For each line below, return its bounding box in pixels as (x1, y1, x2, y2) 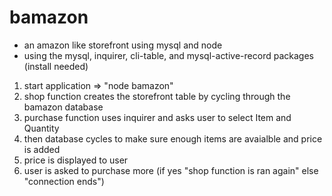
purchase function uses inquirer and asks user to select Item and (23, 111, 292, 123)
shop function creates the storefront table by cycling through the (23, 90, 291, 102)
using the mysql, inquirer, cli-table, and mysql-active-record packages (23, 49, 314, 61)
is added (23, 143, 61, 155)
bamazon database (23, 101, 104, 113)
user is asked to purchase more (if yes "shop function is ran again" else (23, 164, 319, 176)
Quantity (23, 122, 60, 134)
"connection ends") (23, 175, 105, 187)
